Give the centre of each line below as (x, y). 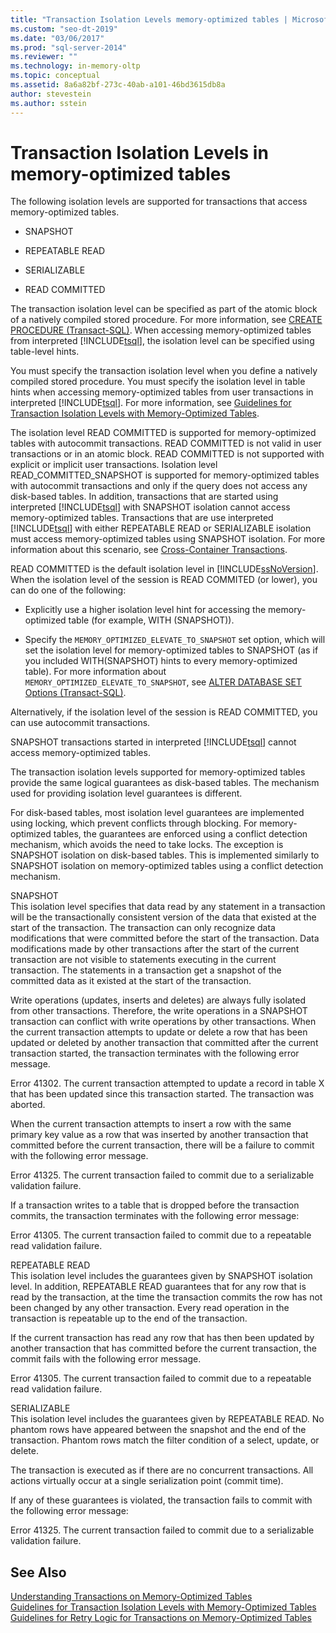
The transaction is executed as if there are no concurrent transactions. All (162, 1470)
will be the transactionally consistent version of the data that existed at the (163, 917)
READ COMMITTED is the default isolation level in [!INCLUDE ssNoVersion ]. (164, 569)
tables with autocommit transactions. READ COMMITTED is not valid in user (166, 443)
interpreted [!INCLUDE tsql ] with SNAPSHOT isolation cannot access (150, 507)
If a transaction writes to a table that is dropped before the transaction (155, 1205)
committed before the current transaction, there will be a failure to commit (162, 1145)
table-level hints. (45, 352)
